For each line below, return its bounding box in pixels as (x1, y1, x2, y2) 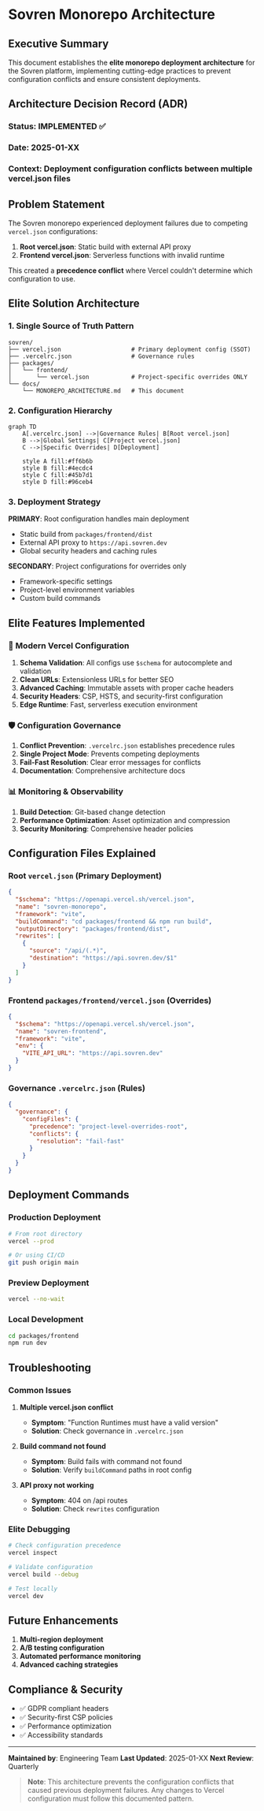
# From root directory (8, 1230, 82, 1238)
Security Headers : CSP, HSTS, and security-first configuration (19, 691, 224, 701)
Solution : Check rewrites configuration (31, 1504, 159, 1514)
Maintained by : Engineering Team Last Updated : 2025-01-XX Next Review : (8, 1753, 254, 1763)
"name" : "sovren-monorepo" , (15, 903, 108, 911)
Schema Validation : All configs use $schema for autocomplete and (19, 658, 233, 667)
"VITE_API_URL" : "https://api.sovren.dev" (22, 1049, 163, 1057)
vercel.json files (8, 173, 71, 184)
